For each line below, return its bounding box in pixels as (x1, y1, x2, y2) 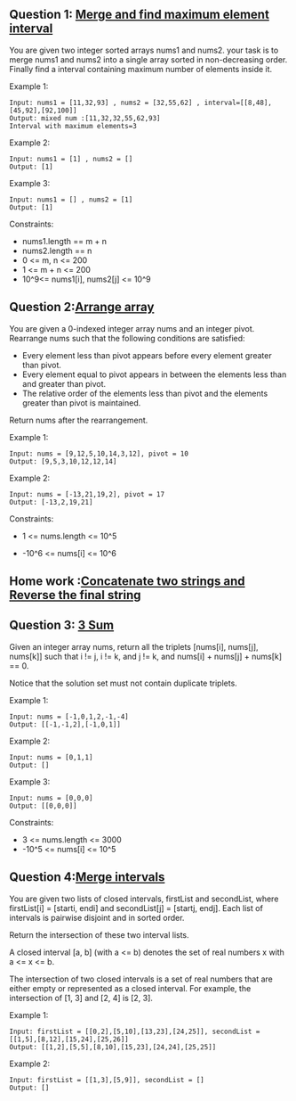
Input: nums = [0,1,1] (9, 752, 93, 761)
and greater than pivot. (21, 378, 107, 389)
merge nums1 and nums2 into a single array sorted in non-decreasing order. (9, 53, 288, 65)
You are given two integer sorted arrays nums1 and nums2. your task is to (9, 45, 279, 55)
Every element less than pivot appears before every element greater (21, 349, 273, 360)
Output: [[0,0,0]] (9, 801, 77, 810)
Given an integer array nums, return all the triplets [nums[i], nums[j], (9, 641, 260, 652)
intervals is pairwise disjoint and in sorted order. (9, 912, 185, 923)
